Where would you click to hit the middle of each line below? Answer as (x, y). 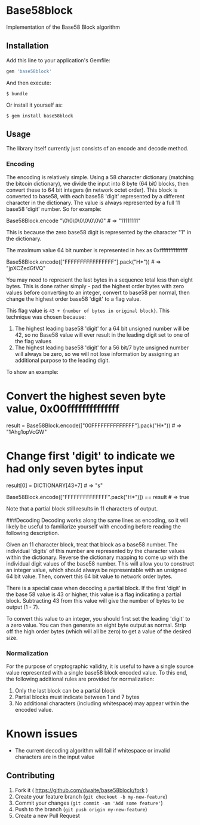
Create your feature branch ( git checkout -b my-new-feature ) (91, 796)
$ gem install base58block (40, 116)
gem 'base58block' (29, 71)
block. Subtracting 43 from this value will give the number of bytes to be (95, 600)
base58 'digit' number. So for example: (54, 209)
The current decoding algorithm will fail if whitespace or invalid (92, 750)
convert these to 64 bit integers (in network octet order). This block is (92, 190)
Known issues (42, 734)
